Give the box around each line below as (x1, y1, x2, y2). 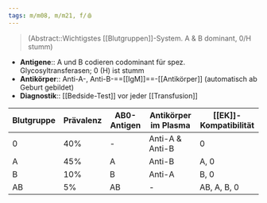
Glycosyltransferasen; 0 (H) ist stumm (19, 65, 145, 75)
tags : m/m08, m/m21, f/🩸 (8, 11, 93, 20)
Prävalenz (63, 114, 103, 125)
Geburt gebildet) (19, 82, 74, 92)
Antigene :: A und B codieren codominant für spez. (19, 57, 186, 67)
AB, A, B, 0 (199, 182, 240, 193)
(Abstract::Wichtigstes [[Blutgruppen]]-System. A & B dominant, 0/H (27, 33, 252, 43)
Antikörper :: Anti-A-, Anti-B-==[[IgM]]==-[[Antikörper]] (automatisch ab (19, 74, 258, 83)
